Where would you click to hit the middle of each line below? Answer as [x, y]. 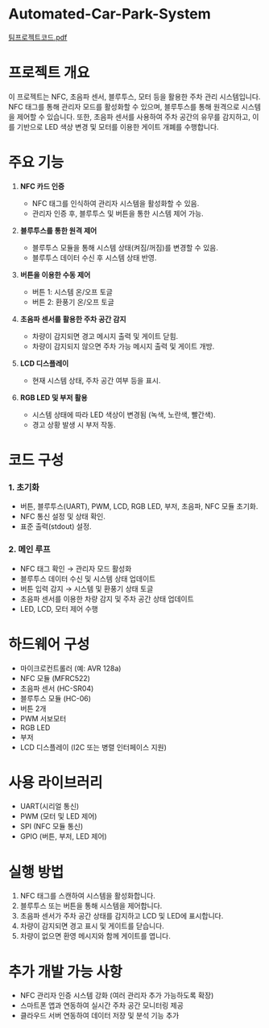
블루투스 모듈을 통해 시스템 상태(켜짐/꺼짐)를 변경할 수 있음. [125, 247]
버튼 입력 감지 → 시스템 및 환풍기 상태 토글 [87, 588]
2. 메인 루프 [29, 550]
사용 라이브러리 [56, 782]
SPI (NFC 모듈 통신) [52, 827]
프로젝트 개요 [49, 73]
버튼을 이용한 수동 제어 [55, 275]
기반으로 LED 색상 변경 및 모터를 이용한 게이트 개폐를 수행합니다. [118, 126]
